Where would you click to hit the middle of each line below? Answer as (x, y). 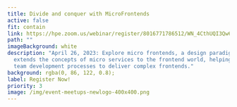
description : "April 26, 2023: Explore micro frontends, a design (107, 53)
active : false (28, 20)
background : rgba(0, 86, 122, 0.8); (61, 73)
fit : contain (26, 27)
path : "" (20, 40)
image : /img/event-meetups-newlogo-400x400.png (79, 92)
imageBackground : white (42, 46)
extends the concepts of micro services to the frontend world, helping (123, 60)
